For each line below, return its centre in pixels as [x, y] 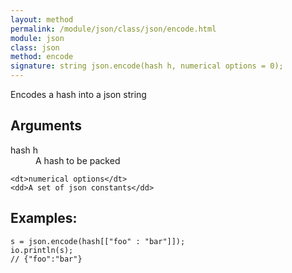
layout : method [42, 19]
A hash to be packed [78, 160]
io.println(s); [42, 250]
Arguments [46, 126]
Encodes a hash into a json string [78, 94]
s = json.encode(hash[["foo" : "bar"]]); [98, 241]
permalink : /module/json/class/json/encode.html [113, 29]
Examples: [44, 218]
